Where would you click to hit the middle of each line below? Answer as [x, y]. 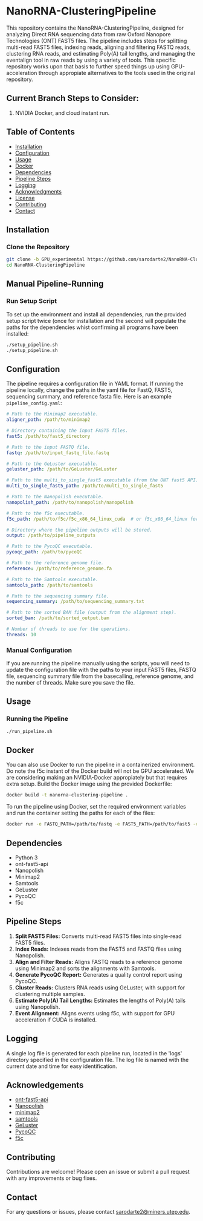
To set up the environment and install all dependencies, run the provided [96, 314]
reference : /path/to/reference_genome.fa [59, 568]
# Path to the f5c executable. [46, 513]
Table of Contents [41, 132]
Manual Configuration [39, 650]
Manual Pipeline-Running [55, 284]
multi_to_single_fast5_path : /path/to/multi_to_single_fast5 [85, 486]
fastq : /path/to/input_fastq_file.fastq [58, 453]
